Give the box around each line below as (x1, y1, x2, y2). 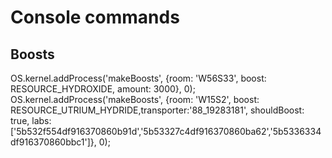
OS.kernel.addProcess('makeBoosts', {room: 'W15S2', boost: (10, 94, 260, 105)
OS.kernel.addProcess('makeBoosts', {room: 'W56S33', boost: (10, 72, 267, 84)
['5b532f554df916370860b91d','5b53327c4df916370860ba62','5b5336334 (10, 126, 322, 137)
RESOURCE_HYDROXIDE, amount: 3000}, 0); (10, 83, 196, 95)
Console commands (10, 6, 180, 29)
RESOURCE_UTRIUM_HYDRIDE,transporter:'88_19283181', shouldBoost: (10, 104, 305, 116)
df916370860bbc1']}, (10, 136, 97, 148)
